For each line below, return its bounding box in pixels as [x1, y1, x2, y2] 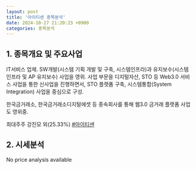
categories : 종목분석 [6, 25, 55, 32]
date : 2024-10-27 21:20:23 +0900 [6, 20, 89, 26]
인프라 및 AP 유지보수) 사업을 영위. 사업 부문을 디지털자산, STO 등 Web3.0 [6, 73, 179, 80]
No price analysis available [6, 156, 72, 163]
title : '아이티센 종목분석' [6, 14, 66, 20]
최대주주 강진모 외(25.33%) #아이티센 [6, 121, 95, 128]
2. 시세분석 [6, 140, 45, 150]
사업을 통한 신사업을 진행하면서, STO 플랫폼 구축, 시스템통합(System [12, 81, 172, 88]
